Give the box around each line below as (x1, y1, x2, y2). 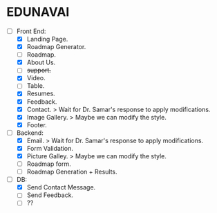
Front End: (16, 27, 46, 35)
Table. (26, 82, 45, 90)
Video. (26, 74, 46, 82)
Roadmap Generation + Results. (26, 167, 118, 176)
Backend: (16, 129, 44, 137)
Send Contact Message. (26, 183, 96, 192)
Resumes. (26, 89, 56, 98)
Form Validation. (26, 144, 74, 152)
